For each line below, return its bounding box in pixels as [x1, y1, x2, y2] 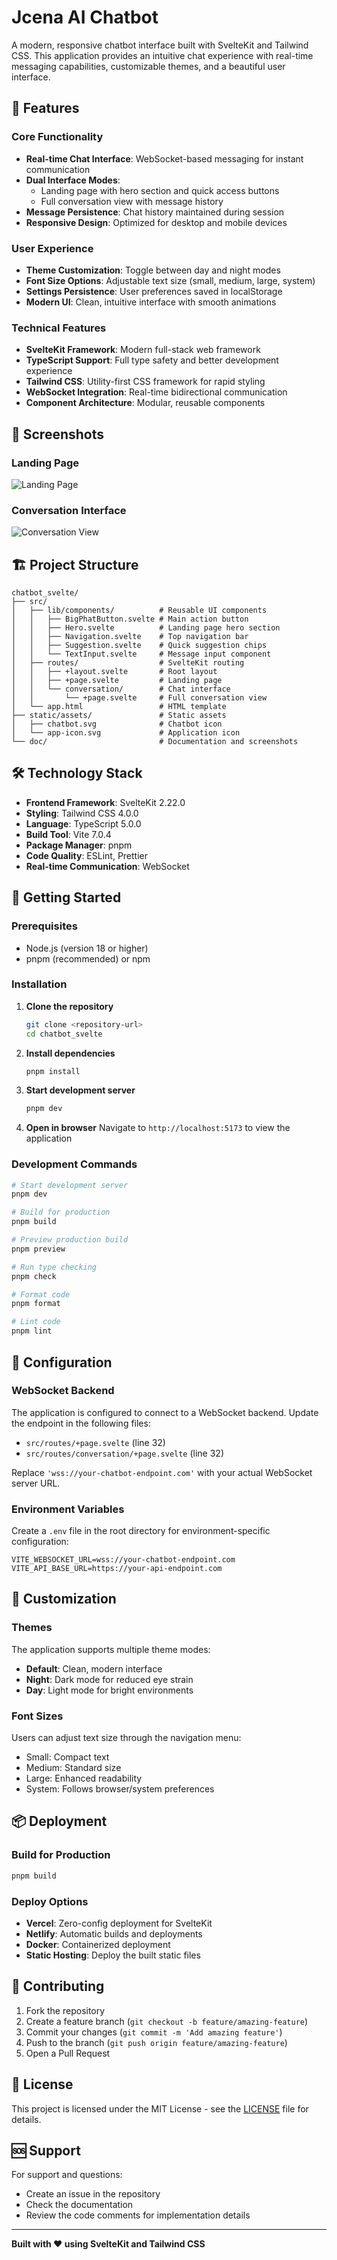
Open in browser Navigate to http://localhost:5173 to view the [25, 1122, 291, 1134]
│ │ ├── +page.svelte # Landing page [11, 676, 223, 686]
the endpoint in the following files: [11, 1417, 151, 1429]
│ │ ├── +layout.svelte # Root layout [11, 667, 218, 677]
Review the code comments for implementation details [25, 2209, 251, 2221]
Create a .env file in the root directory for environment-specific [11, 1525, 271, 1537]
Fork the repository [25, 2004, 106, 2016]
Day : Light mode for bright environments [25, 1684, 194, 1696]
